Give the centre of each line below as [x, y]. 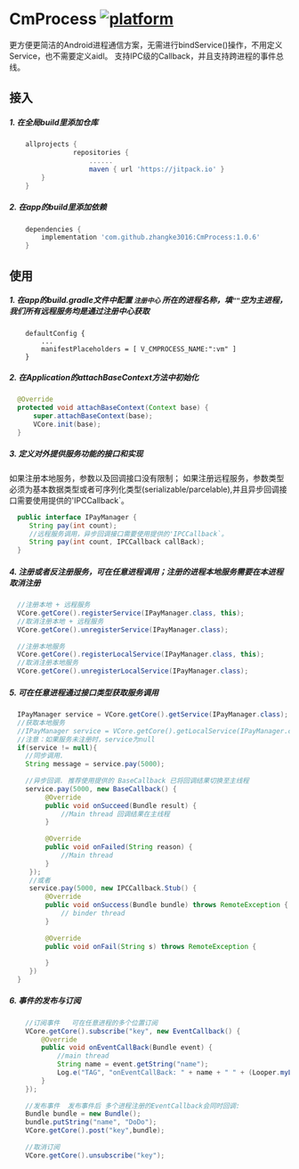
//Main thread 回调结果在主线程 [116, 814]
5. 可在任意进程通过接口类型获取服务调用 [84, 692]
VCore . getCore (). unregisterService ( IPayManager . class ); [123, 629]
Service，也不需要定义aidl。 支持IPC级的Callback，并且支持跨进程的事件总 [147, 56]
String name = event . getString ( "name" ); [133, 1065]
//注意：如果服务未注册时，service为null [86, 740]
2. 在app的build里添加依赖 [58, 207]
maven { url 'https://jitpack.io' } [157, 169]
